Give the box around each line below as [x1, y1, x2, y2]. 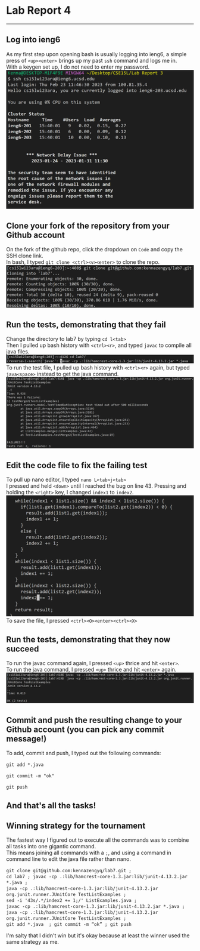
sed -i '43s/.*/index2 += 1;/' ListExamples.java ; [6, 898, 137, 904]
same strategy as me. [6, 938, 60, 946]
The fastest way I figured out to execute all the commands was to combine [6, 836, 189, 844]
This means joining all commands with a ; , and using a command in [6, 849, 171, 857]
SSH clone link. [6, 252, 43, 260]
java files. [6, 348, 30, 355]
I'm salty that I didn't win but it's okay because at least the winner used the [6, 932, 190, 939]
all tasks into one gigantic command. [6, 843, 96, 850]
